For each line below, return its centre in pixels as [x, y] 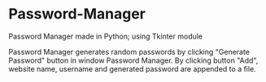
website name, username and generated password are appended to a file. [132, 68]
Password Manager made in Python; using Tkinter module [106, 36]
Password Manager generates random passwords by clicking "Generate [129, 51]
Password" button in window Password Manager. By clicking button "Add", [133, 60]
